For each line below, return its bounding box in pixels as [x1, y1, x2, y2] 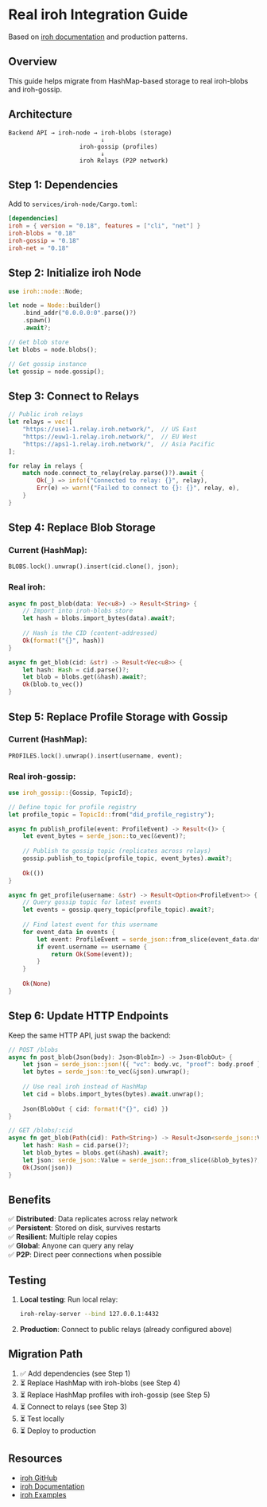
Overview [8, 55, 58, 68]
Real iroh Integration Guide [8, 6, 188, 24]
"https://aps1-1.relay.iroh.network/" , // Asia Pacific [22, 440, 215, 448]
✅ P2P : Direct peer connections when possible [8, 1250, 162, 1260]
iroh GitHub [19, 1473, 58, 1482]
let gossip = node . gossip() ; [8, 368, 105, 376]
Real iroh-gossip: [8, 770, 76, 781]
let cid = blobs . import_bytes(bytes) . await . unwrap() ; [22, 1090, 204, 1098]
